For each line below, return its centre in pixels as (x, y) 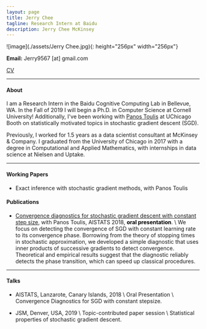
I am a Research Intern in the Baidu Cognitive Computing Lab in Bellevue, (99, 104)
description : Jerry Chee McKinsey (51, 29)
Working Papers (27, 175)
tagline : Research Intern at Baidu (52, 23)
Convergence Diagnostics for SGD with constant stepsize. (89, 301)
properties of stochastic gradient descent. (68, 320)
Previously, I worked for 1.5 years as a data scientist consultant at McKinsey (102, 135)
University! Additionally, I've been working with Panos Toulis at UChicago (99, 116)
